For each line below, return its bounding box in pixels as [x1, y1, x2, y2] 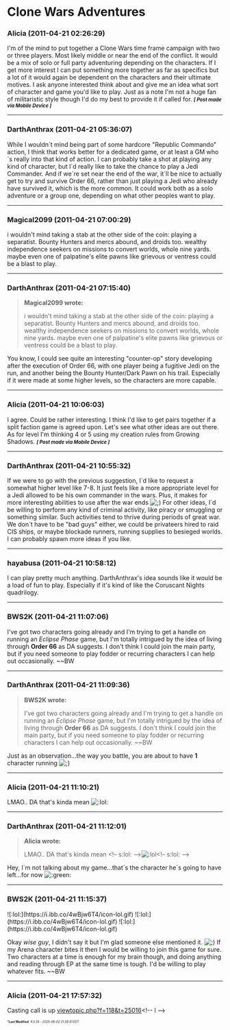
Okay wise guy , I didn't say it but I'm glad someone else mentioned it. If [7, 937, 221, 946]
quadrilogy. [7, 588, 39, 597]
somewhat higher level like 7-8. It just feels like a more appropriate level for [7, 483, 219, 492]
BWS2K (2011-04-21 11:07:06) [7, 612, 109, 621]
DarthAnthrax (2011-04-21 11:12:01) [7, 822, 127, 831]
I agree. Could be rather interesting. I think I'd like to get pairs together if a [7, 416, 216, 424]
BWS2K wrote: [23, 695, 67, 704]
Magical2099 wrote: [23, 299, 84, 307]
